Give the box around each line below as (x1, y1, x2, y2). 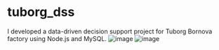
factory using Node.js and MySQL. (7, 34, 107, 42)
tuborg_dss (7, 4, 75, 20)
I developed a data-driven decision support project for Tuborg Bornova (7, 27, 213, 35)
